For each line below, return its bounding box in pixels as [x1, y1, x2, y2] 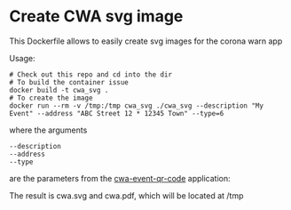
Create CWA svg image [9, 6, 184, 27]
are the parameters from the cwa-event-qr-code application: [9, 173, 231, 183]
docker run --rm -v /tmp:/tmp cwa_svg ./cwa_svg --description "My [9, 101, 264, 110]
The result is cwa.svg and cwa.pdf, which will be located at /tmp [9, 190, 244, 201]
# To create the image [9, 93, 93, 102]
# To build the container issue [9, 77, 129, 86]
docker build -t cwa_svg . [9, 85, 109, 94]
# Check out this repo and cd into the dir [9, 69, 173, 79]
